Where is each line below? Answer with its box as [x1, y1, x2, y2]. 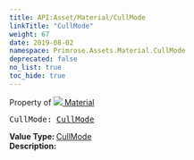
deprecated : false [9, 55, 78, 63]
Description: [9, 140, 56, 151]
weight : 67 [9, 29, 50, 38]
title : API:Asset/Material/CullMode [9, 13, 146, 22]
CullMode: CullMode [9, 114, 95, 124]
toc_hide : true [9, 72, 66, 80]
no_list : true [9, 63, 63, 72]
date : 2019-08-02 [9, 38, 74, 47]
